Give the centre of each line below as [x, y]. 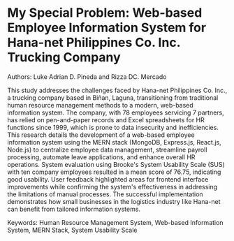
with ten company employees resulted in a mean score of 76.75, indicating [114, 172]
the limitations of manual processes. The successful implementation [105, 194]
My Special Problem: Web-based [105, 13]
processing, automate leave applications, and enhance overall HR [101, 157]
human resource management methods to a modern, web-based [100, 105]
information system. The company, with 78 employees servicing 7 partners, [116, 112]
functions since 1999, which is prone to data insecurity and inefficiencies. [113, 127]
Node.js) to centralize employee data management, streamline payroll [107, 149]
